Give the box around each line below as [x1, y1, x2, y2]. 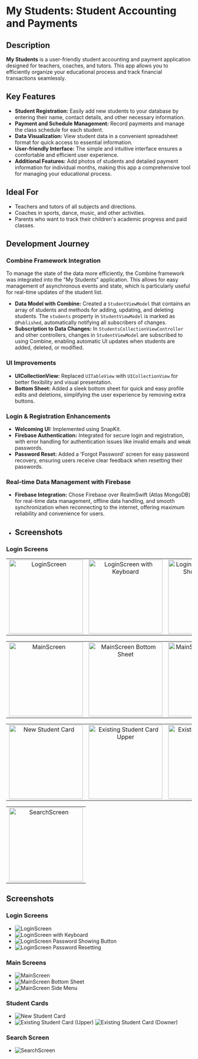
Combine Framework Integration [6, 256, 101, 264]
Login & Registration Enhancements [6, 412, 111, 420]
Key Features [6, 91, 56, 102]
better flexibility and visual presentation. [14, 378, 113, 385]
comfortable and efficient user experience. [14, 151, 119, 158]
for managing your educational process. [14, 170, 112, 177]
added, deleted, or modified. [14, 344, 84, 351]
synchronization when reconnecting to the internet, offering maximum [14, 504, 185, 511]
